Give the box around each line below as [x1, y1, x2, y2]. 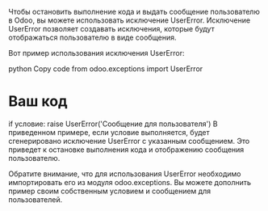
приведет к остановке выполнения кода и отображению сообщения [8, 145, 245, 154]
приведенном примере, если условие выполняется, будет [8, 127, 210, 137]
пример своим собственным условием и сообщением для [8, 186, 211, 196]
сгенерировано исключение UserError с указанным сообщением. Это [8, 136, 250, 146]
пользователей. [8, 194, 63, 205]
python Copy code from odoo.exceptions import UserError [8, 64, 203, 74]
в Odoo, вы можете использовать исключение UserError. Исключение [8, 15, 251, 25]
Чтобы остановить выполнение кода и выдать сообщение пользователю [8, 7, 260, 16]
